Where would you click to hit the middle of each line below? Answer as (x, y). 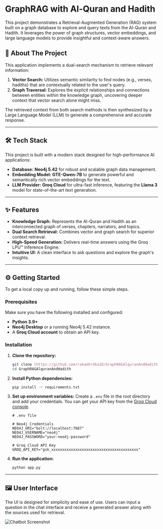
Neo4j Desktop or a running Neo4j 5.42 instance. (62, 327)
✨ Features (22, 210)
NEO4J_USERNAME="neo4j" (36, 433)
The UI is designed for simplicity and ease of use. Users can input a (73, 502)
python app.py (26, 468)
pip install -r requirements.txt (46, 387)
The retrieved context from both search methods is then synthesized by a (78, 109)
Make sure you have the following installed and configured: (64, 312)
